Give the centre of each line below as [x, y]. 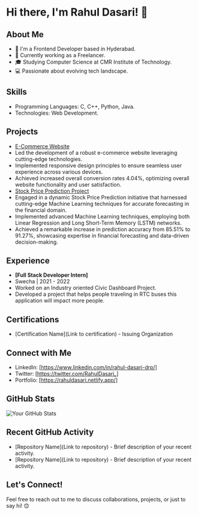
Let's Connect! [34, 485]
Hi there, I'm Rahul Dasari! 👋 [77, 12]
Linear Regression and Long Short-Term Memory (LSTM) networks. [98, 223]
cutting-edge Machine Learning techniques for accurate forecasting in [102, 203]
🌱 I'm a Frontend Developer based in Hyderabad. [75, 49]
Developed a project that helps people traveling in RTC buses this [96, 294]
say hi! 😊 [18, 505]
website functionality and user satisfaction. [68, 184]
